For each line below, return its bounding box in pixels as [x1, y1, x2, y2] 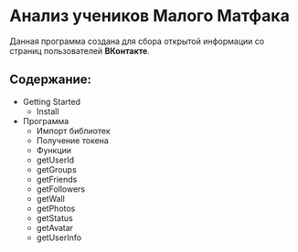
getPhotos [36, 203, 76, 214]
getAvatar [36, 222, 74, 233]
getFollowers [36, 184, 85, 194]
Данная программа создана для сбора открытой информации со [9, 36, 265, 47]
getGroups [36, 163, 78, 174]
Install [36, 106, 59, 117]
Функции [36, 144, 71, 155]
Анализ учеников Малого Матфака [9, 5, 290, 26]
